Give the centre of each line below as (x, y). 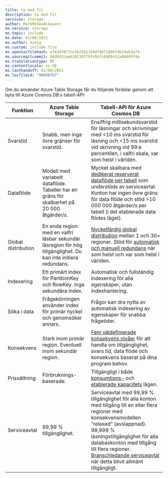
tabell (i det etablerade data (123, 211)
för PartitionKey (60, 278)
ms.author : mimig (23, 43)
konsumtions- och (113, 378)
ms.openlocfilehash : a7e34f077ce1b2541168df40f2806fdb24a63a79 (72, 52)
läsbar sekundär (61, 238)
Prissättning (22, 378)
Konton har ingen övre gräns (124, 193)
